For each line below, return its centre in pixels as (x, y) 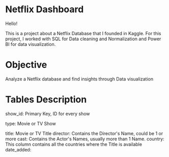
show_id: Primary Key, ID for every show (48, 114)
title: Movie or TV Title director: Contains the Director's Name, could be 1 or (84, 133)
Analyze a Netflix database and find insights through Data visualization (79, 79)
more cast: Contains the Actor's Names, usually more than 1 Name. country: (85, 139)
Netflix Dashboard (45, 9)
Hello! (11, 23)
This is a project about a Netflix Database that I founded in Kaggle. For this (83, 33)
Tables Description (46, 100)
